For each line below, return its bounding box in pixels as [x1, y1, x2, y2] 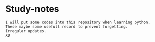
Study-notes [5, 3, 59, 15]
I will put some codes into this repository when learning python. [5, 20, 151, 25]
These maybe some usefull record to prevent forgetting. [5, 24, 128, 29]
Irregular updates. [5, 28, 47, 33]
